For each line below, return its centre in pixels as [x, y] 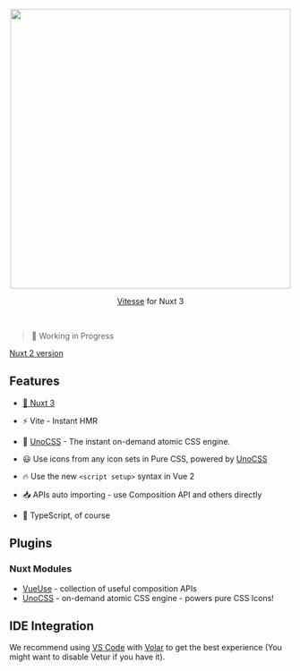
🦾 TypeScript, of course [66, 515]
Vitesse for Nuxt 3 [150, 301]
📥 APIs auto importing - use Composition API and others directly [142, 494]
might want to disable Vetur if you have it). [87, 657]
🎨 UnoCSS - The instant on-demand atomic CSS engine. [126, 441]
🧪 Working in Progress [73, 336]
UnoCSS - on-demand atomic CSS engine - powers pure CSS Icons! [148, 598]
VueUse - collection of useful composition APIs [109, 588]
